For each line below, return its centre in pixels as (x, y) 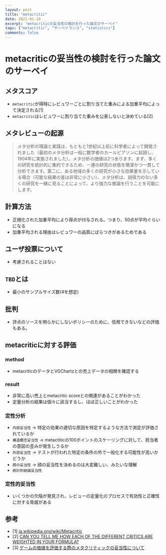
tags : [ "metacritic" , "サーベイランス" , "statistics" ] (60, 28)
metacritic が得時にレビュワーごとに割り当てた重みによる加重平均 (80, 104)
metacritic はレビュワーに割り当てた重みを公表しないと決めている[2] (83, 116)
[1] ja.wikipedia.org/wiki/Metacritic (47, 531)
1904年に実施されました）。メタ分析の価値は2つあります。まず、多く (87, 159)
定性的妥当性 (21, 484)
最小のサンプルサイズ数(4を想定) (45, 292)
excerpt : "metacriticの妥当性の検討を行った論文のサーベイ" (62, 24)
